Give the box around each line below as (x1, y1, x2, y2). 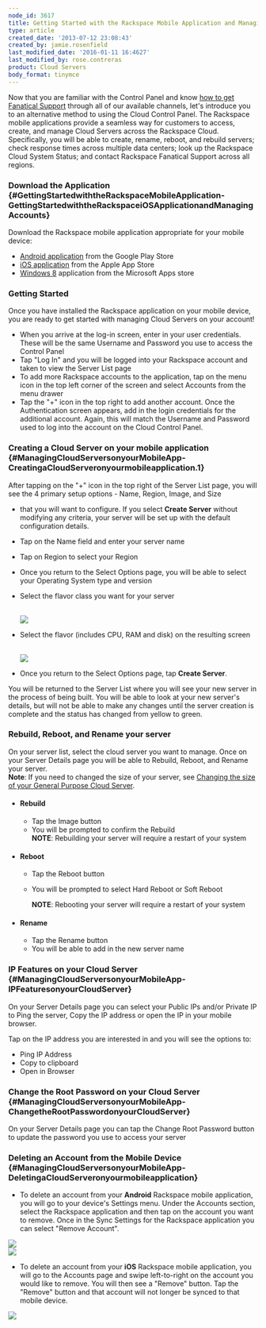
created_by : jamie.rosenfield (8, 41, 108, 49)
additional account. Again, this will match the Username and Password (19, 414, 250, 424)
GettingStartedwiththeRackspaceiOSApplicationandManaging (8, 199, 254, 210)
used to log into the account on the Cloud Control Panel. (19, 422, 203, 433)
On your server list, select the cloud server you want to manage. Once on (8, 747, 248, 756)
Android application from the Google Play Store (19, 251, 174, 260)
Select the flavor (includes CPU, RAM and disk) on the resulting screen (19, 629, 251, 639)
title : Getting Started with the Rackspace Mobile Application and (8, 19, 236, 27)
